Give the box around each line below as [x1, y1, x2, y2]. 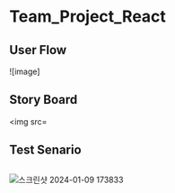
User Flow [9, 42, 67, 58]
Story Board [9, 92, 78, 107]
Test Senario [9, 142, 83, 158]
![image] [9, 66, 40, 77]
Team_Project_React [9, 6, 166, 27]
